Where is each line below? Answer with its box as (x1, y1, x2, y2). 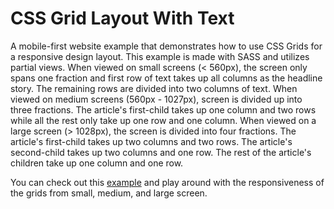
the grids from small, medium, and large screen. (10, 187, 208, 199)
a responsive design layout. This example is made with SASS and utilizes (10, 50, 310, 62)
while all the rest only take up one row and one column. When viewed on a (10, 114, 317, 126)
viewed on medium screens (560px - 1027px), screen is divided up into (10, 93, 303, 105)
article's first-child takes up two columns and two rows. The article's (10, 135, 293, 147)
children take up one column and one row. (10, 157, 184, 169)
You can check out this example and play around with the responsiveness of (10, 176, 325, 188)
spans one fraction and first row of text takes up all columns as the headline (10, 72, 323, 84)
